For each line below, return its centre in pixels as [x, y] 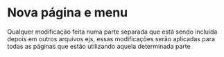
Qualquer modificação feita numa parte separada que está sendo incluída [112, 32]
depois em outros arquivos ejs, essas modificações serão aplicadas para [111, 38]
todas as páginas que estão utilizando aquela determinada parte [99, 46]
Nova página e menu [68, 13]
